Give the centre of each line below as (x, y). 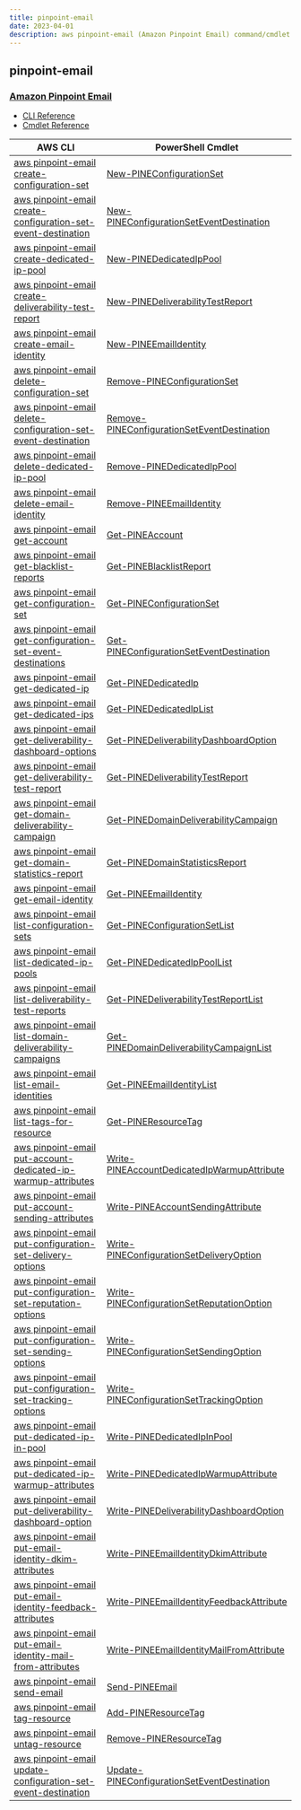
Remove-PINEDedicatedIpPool (172, 467)
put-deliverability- (54, 1511)
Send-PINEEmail (142, 1687)
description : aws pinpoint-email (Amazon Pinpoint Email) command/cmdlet (150, 34)
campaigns (37, 1059)
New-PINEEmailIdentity (156, 345)
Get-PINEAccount (145, 535)
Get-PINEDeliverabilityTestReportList (185, 1000)
